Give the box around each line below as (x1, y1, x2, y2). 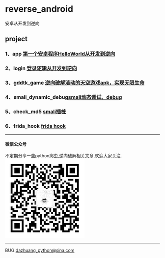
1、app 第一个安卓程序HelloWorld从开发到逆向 (5, 51, 115, 57)
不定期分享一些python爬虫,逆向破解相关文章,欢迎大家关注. (5, 153, 122, 159)
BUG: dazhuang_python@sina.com (5, 247, 75, 254)
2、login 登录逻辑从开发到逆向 (5, 65, 77, 72)
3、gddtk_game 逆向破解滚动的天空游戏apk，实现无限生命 (5, 80, 145, 86)
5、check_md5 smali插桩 (5, 108, 66, 115)
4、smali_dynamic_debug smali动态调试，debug (5, 94, 122, 101)
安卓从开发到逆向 (5, 20, 40, 26)
